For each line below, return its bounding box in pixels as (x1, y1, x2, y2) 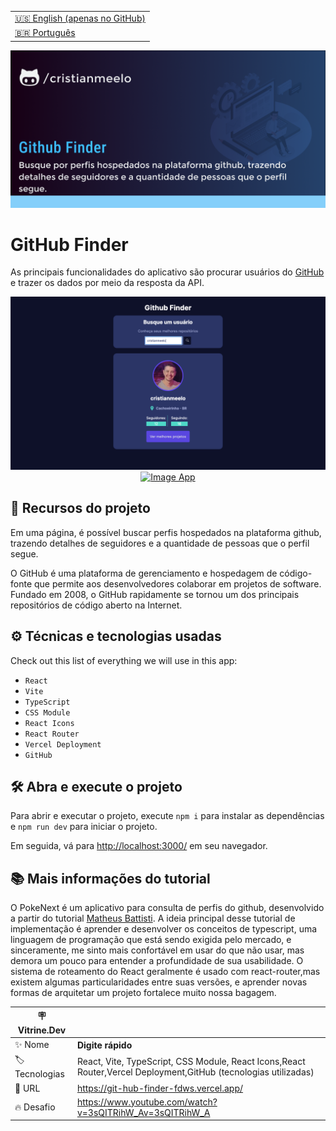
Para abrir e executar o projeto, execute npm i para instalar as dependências (10, 810, 325, 822)
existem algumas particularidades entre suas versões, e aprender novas (10, 976, 308, 988)
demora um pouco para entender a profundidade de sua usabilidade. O (10, 955, 304, 967)
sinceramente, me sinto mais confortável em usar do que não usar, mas (10, 944, 305, 956)
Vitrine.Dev (17, 1024, 67, 1036)
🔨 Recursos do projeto (10, 500, 151, 517)
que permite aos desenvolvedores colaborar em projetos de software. (33, 577, 322, 590)
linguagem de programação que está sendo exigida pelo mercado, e (10, 934, 292, 946)
